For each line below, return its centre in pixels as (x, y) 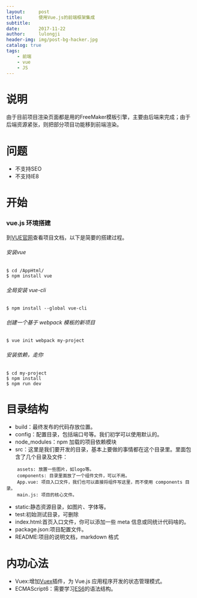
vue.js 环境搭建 (29, 223)
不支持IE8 (27, 176)
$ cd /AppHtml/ (25, 270)
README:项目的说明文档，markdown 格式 (67, 537)
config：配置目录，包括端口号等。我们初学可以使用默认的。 (89, 435)
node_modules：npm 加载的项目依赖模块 (66, 442)
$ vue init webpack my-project (45, 341)
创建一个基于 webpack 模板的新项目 (51, 322)
